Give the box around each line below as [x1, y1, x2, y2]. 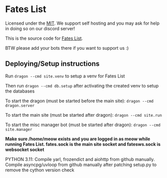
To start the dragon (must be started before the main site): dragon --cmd [5, 98, 154, 104]
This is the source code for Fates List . [5, 35, 83, 41]
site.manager [5, 127, 33, 132]
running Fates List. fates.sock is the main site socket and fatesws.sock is [5, 141, 161, 147]
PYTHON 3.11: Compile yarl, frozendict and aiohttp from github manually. [5, 156, 155, 162]
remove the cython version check [5, 167, 75, 173]
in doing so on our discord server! [5, 25, 75, 31]
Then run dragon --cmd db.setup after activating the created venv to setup [5, 82, 159, 88]
